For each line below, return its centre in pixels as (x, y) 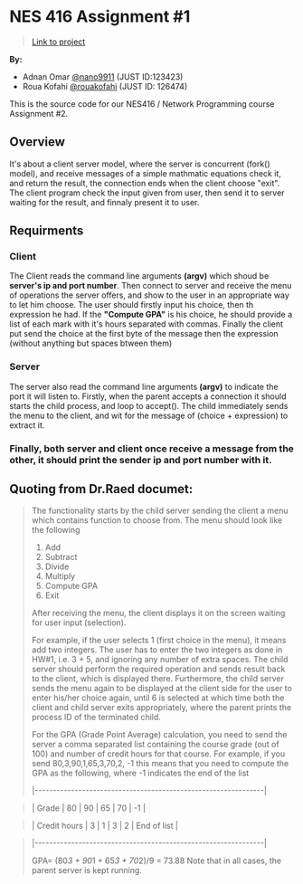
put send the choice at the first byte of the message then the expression (144, 334)
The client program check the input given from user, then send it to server (147, 193)
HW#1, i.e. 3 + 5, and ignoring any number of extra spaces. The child (160, 660)
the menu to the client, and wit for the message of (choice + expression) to (149, 415)
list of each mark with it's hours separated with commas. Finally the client (146, 324)
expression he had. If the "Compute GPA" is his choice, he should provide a (151, 315)
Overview (38, 142)
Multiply (60, 576)
